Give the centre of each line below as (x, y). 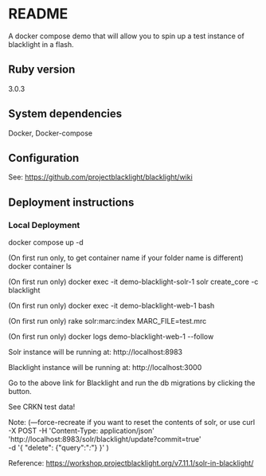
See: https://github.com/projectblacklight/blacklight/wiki (100, 177)
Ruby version (42, 70)
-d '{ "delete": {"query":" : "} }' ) (59, 448)
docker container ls (40, 266)
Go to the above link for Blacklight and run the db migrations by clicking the (132, 383)
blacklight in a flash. (41, 44)
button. (20, 391)
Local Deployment (44, 225)
